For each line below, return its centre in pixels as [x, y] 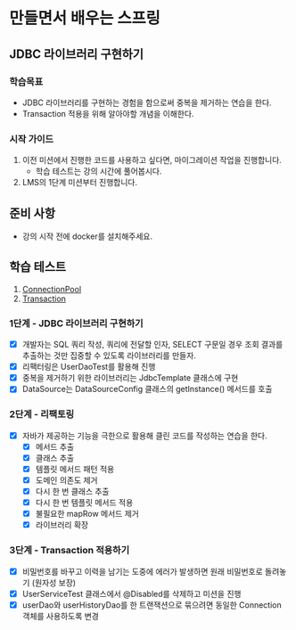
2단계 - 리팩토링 [42, 414]
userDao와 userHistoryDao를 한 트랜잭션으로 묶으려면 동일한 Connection [152, 605]
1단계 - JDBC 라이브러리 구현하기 [77, 323]
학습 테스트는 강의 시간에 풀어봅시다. [99, 171]
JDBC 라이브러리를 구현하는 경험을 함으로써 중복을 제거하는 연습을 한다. [147, 102]
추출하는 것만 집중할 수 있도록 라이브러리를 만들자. [109, 356]
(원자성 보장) [54, 582]
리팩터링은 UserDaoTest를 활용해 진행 [89, 367]
